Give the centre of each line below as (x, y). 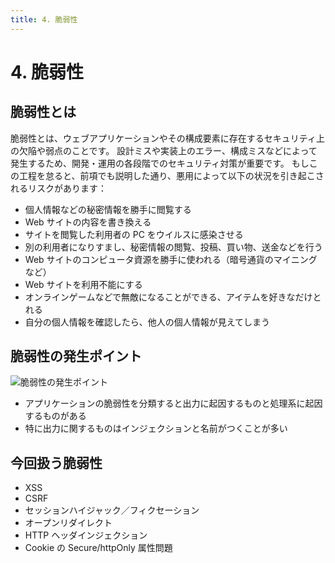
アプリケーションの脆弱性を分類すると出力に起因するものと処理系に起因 (173, 403)
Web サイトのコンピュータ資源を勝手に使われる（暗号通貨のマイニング (171, 259)
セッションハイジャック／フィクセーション (112, 510)
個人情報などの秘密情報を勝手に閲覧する (108, 209)
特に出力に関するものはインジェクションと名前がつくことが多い (156, 428)
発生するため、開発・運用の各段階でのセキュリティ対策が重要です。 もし (160, 163)
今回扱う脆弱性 (56, 462)
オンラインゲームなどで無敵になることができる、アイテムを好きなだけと (173, 297)
